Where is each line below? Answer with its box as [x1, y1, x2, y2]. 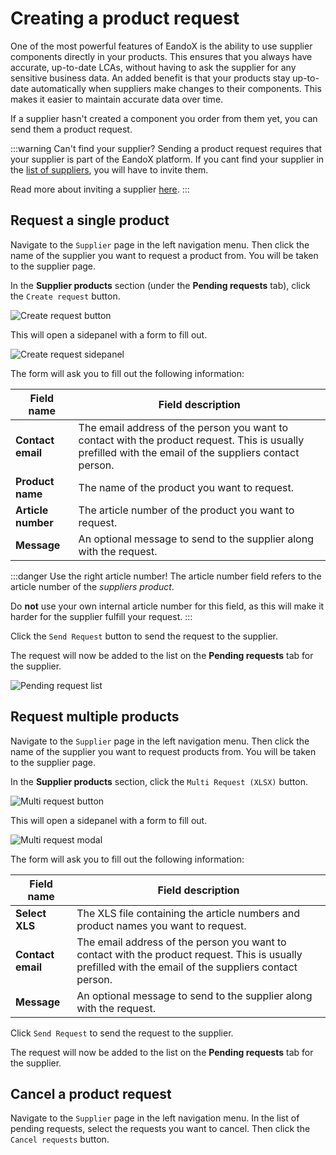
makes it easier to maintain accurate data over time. [10, 93, 224, 105]
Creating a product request [10, 7, 240, 30]
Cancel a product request [10, 1085, 172, 1102]
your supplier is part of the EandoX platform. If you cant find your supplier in [10, 153, 325, 165]
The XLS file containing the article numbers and [76, 906, 301, 920]
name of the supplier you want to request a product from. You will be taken [10, 249, 319, 261]
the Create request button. [10, 290, 121, 302]
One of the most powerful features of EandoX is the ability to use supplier [10, 40, 313, 52]
